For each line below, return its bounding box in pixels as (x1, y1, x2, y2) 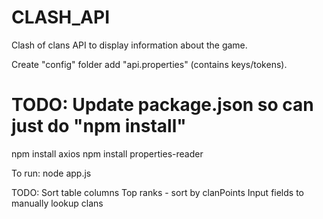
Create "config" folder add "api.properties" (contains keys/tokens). (11, 58, 288, 70)
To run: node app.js (11, 167, 92, 179)
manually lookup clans (11, 197, 104, 209)
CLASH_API (11, 6, 111, 29)
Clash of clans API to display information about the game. (11, 39, 248, 51)
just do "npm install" (11, 115, 187, 138)
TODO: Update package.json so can (11, 94, 314, 116)
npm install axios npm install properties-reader (11, 147, 204, 160)
